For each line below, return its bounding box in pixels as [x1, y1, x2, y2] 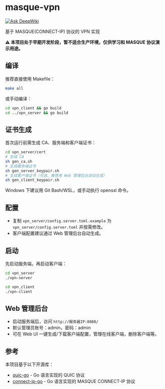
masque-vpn [5, 2, 60, 13]
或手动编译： [5, 95, 32, 101]
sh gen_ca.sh [5, 159, 33, 164]
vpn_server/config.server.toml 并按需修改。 [12, 224, 106, 230]
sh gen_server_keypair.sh [5, 168, 59, 173]
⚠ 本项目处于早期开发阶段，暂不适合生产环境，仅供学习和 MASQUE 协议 [5, 39, 155, 45]
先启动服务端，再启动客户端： [5, 261, 67, 267]
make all [5, 86, 24, 91]
